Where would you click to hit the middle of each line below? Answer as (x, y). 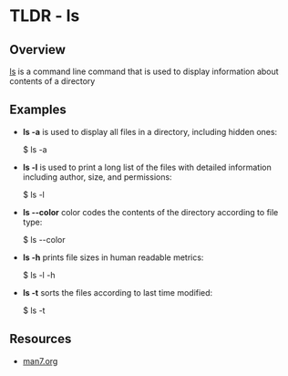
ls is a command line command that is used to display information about (144, 71)
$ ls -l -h (39, 275)
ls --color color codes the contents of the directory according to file (150, 212)
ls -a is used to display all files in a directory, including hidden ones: (150, 131)
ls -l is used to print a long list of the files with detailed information (147, 167)
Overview (38, 50)
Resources (41, 339)
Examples (38, 110)
